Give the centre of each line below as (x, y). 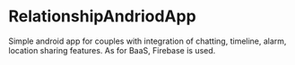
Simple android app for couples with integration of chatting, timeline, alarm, (147, 41)
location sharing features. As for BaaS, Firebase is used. (112, 50)
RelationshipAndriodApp (102, 16)
